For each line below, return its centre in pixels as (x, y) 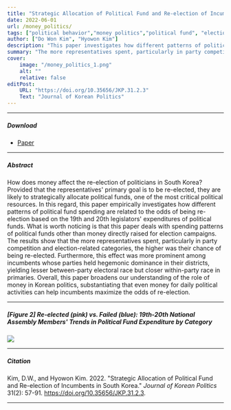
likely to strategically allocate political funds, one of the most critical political (115, 196)
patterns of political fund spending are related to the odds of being (101, 212)
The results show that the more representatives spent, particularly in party (112, 240)
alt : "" (30, 71)
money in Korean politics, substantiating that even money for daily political (112, 285)
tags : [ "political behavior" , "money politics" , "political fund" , (102, 33)
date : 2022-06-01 (32, 20)
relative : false (43, 78)
